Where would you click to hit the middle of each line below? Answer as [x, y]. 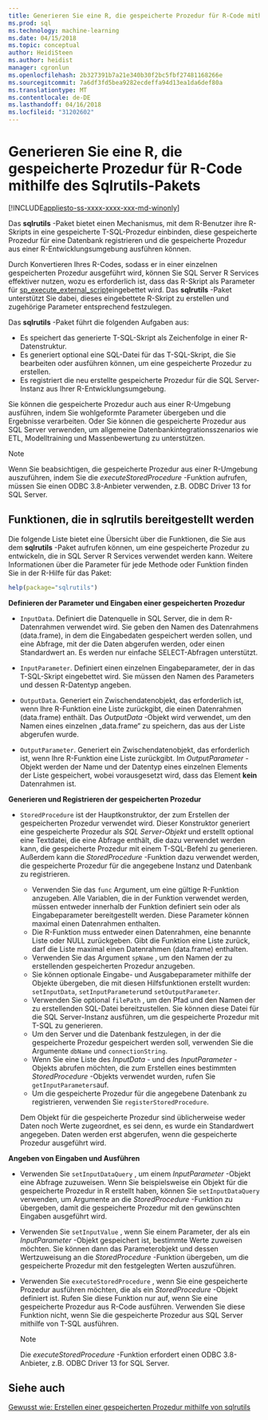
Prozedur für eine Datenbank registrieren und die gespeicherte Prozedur [128, 240]
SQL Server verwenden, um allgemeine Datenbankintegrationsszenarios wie [134, 429]
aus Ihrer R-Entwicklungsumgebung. [106, 388]
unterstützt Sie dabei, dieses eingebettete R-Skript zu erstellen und [119, 298]
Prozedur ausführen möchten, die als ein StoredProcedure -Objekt [128, 1289]
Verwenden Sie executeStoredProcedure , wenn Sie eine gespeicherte [134, 1281]
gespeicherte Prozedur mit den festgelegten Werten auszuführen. [128, 1265]
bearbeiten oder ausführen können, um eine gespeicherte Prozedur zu [136, 363]
